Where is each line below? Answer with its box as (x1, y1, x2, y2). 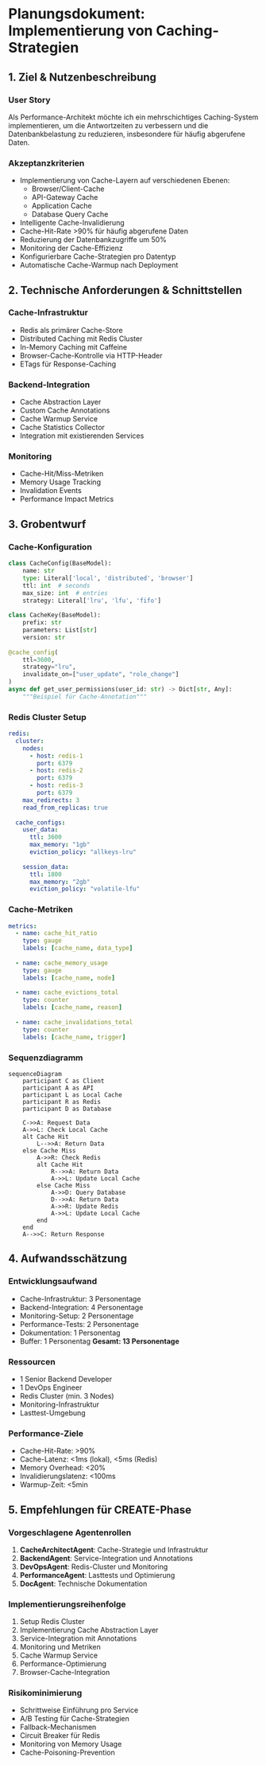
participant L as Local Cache (22, 1090, 123, 1099)
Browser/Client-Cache (31, 184, 105, 194)
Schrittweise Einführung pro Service (19, 1705, 139, 1715)
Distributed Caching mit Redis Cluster (19, 334, 143, 343)
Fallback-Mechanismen (19, 1722, 97, 1732)
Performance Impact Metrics (19, 495, 114, 504)
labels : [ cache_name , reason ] (22, 1004, 123, 1012)
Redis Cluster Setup (8, 711, 87, 722)
